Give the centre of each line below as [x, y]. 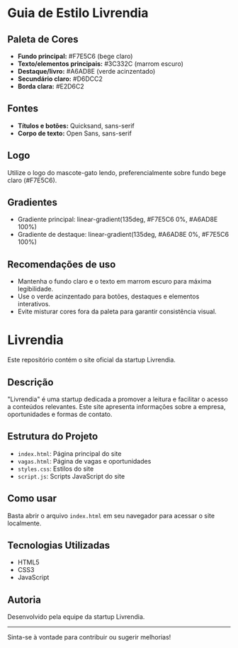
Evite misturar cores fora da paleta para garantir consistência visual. [117, 312]
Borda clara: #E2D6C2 [51, 86]
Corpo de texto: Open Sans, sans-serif [75, 133]
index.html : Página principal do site [69, 453]
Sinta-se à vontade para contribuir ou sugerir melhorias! [89, 637]
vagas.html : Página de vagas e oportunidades [84, 461]
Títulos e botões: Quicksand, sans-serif [76, 125]
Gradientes [33, 202]
